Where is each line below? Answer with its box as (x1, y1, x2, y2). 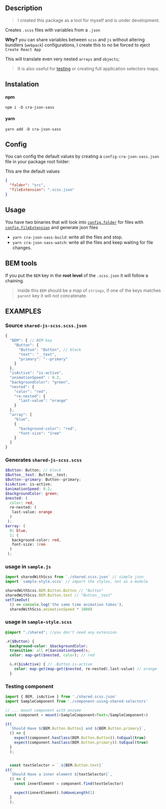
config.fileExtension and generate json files (5, 224, 98, 230)
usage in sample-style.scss (5, 618, 72, 625)
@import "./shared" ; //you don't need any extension (5, 630, 117, 635)
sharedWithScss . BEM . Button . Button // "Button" (5, 588, 104, 593)
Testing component (5, 683, 54, 690)
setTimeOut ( (5, 597, 30, 602)
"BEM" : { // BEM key (9, 338, 52, 343)
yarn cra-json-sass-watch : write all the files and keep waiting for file (12, 239, 154, 245)
